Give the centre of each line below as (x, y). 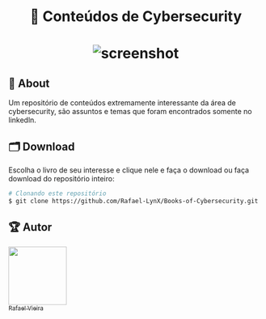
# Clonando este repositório (57, 194)
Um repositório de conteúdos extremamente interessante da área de (122, 103)
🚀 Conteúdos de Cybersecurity (136, 17)
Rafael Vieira (26, 308)
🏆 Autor (30, 227)
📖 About (29, 83)
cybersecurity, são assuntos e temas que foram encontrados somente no (130, 112)
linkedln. (22, 120)
